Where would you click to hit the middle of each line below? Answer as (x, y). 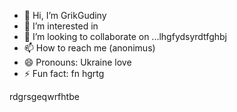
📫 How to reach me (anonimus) (89, 48)
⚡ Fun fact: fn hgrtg (64, 73)
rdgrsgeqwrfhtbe (44, 96)
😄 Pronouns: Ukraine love (77, 62)
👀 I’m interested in (61, 26)
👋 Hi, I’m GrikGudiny (65, 15)
